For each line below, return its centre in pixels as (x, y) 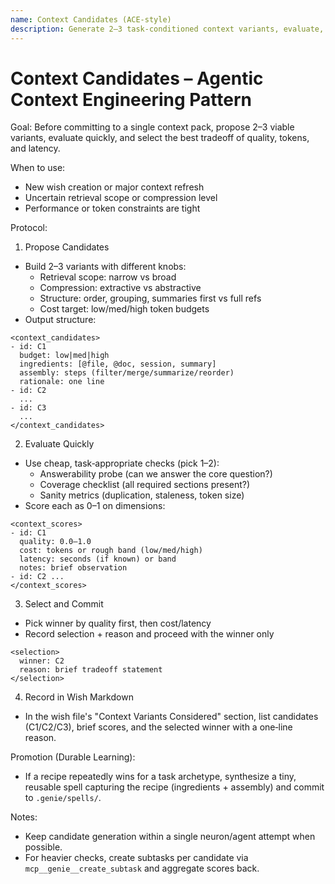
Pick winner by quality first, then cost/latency (118, 623)
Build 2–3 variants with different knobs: (105, 267)
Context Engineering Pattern (131, 99)
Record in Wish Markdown (79, 697)
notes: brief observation (73, 568)
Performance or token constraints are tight (112, 208)
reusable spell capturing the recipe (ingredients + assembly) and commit (174, 787)
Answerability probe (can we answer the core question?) (156, 474)
